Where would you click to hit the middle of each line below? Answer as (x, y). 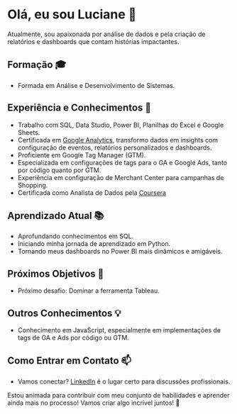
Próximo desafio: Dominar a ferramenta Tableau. (88, 291)
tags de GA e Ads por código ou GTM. (73, 337)
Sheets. (29, 132)
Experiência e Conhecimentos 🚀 (79, 108)
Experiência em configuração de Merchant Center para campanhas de (121, 177)
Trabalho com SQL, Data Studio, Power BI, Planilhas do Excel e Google (121, 125)
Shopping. (33, 185)
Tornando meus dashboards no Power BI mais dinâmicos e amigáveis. (120, 252)
